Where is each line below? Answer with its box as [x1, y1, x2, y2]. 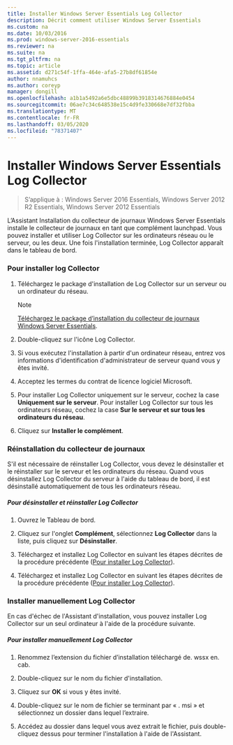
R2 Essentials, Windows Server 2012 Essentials [24, 203, 160, 211]
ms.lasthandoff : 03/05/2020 [7, 120, 89, 128]
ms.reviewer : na [7, 43, 54, 50]
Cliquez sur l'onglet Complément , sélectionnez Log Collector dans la [17, 529, 218, 537]
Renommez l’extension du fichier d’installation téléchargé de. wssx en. [17, 653, 220, 662]
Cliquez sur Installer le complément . [17, 426, 123, 434]
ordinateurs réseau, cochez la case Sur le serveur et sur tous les [17, 405, 206, 413]
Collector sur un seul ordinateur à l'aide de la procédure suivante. [7, 620, 195, 628]
